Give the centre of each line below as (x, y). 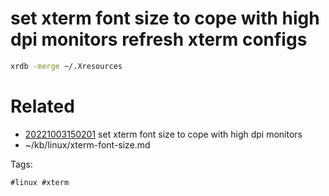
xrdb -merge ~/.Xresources (66, 66)
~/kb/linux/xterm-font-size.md (87, 144)
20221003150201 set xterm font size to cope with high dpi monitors (163, 134)
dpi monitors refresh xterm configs (159, 39)
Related (42, 106)
